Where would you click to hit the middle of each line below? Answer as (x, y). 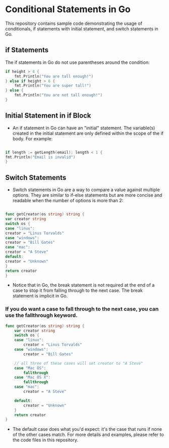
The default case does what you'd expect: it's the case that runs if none (87, 429)
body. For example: (33, 138)
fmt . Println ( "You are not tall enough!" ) (58, 95)
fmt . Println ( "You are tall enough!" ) (54, 76)
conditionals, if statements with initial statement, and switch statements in (82, 28)
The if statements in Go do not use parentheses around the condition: (77, 62)
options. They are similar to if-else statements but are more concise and (87, 195)
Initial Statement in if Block (48, 116)
